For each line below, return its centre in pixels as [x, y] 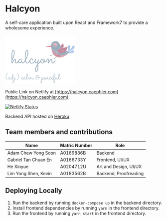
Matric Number [76, 146]
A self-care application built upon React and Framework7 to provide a [77, 22]
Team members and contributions [59, 132]
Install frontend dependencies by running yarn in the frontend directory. [86, 208]
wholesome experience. [30, 27]
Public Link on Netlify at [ [31, 92]
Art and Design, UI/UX [119, 167]
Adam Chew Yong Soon [32, 153]
